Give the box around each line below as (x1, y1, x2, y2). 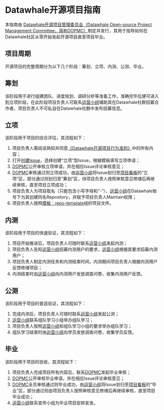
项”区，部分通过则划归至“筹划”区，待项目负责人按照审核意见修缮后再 (12, 176, 151, 182)
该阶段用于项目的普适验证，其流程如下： (5, 300, 86, 306)
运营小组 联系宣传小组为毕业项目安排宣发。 (12, 400, 98, 406)
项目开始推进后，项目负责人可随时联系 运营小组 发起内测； (12, 240, 128, 246)
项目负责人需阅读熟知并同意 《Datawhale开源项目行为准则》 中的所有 (12, 145, 149, 151)
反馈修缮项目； (12, 265, 42, 271)
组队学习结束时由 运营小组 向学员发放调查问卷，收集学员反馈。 (12, 329, 137, 335)
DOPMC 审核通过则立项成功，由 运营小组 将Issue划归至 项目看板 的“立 (12, 170, 148, 176)
